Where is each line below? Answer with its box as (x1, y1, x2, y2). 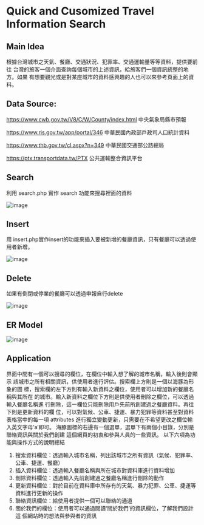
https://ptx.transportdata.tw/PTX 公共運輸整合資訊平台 (6, 154, 143, 161)
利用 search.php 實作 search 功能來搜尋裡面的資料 (6, 189, 132, 197)
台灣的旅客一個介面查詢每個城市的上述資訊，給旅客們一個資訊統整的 (13, 66, 183, 73)
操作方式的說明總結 (16, 438, 65, 445)
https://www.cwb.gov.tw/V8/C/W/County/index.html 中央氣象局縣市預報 (6, 115, 186, 123)
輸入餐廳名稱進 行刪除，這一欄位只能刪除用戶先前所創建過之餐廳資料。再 (6, 401, 189, 408)
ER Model (6, 320, 43, 330)
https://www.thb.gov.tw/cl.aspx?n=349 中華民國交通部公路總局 (6, 141, 165, 149)
